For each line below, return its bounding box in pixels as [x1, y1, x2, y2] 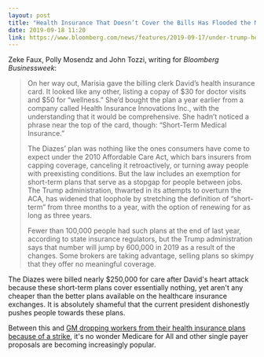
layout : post [8, 11, 51, 20]
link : [8, 33, 26, 42]
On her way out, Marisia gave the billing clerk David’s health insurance [27, 79, 255, 88]
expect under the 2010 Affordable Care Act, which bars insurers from [27, 153, 251, 162]
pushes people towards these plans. [8, 308, 126, 318]
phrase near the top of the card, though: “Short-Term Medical [27, 120, 227, 130]
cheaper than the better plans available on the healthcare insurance [8, 292, 228, 301]
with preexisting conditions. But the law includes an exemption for [27, 169, 241, 178]
